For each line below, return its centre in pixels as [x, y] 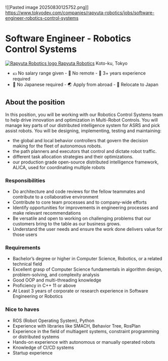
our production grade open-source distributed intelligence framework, [86, 162]
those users [25, 234]
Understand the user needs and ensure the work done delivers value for [88, 229]
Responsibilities [25, 180]
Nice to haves [22, 309]
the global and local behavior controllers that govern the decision [80, 140]
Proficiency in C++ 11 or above [44, 286]
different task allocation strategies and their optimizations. [73, 156]
